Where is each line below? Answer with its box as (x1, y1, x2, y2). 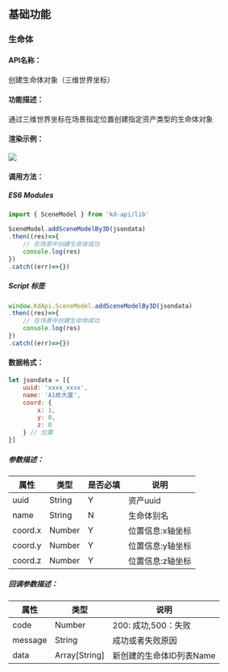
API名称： (8, 55, 42, 64)
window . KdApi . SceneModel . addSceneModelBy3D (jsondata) (8, 301, 193, 310)
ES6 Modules (8, 190, 54, 200)
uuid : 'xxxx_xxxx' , (23, 384, 89, 392)
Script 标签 (8, 281, 46, 291)
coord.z (12, 554, 42, 566)
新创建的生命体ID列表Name (112, 649, 216, 661)
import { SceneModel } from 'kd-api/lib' (8, 210, 150, 219)
